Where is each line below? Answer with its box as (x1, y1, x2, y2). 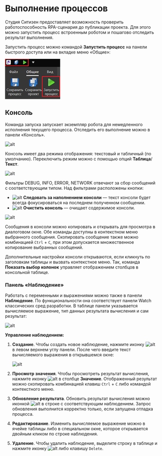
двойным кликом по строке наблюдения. (12, 431, 98, 437)
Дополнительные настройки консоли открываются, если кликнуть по (5, 254, 150, 259)
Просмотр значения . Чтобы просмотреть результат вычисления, (12, 371, 149, 377)
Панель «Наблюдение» (5, 281, 64, 288)
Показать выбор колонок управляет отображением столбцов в (5, 264, 139, 270)
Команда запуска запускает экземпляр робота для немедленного (5, 121, 143, 127)
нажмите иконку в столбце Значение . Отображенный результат (12, 376, 157, 382)
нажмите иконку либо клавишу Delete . (12, 446, 104, 452)
